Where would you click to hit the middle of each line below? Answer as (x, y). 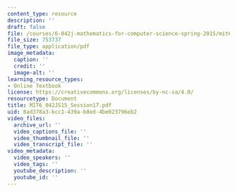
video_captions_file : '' (50, 132)
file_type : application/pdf (49, 46)
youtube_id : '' (36, 177)
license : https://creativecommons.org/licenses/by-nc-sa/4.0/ (101, 92)
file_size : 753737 (34, 40)
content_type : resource (42, 14)
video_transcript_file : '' (53, 145)
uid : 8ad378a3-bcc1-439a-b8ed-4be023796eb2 (72, 112)
